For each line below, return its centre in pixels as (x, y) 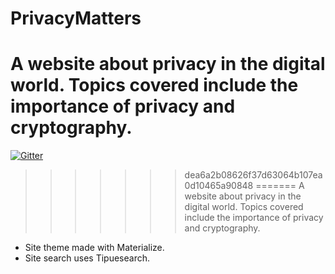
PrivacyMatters (76, 18)
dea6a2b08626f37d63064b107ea (253, 175)
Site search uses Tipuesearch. (87, 258)
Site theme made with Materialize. (94, 248)
